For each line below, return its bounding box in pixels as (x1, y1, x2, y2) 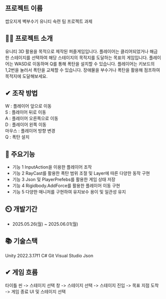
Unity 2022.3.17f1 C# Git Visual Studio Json (5, 252, 93, 258)
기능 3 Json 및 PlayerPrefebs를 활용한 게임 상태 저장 (12, 177, 115, 182)
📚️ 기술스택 (5, 237, 38, 245)
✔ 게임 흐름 (5, 268, 38, 277)
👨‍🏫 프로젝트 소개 (5, 34, 53, 43)
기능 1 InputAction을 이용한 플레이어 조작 (12, 164, 92, 170)
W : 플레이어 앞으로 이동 (5, 103, 52, 109)
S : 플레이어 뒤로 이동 (5, 109, 46, 115)
